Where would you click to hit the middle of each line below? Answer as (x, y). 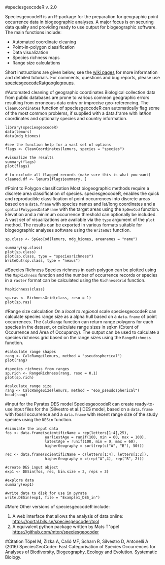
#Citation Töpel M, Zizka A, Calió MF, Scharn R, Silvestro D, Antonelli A (77, 541)
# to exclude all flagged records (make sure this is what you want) (78, 175)
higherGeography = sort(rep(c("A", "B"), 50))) (94, 446)
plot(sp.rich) (20, 377)
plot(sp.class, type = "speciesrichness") (49, 256)
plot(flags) (17, 166)
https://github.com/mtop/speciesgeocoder (56, 532)
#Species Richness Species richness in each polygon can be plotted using (81, 270)
